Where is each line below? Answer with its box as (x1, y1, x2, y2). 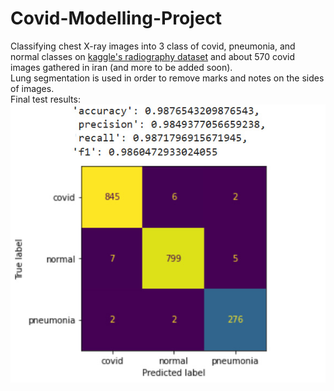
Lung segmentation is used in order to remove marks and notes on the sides (10, 72, 325, 84)
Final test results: (10, 93, 81, 105)
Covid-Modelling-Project (10, 7, 223, 30)
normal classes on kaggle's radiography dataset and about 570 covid (10, 50, 295, 62)
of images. (10, 82, 55, 94)
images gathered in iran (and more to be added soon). (10, 61, 233, 73)
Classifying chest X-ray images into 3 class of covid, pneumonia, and (10, 40, 296, 52)
